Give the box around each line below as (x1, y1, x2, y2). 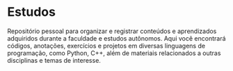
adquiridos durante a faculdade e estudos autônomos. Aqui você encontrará (7, 34, 226, 42)
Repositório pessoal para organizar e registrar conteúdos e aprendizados (7, 27, 217, 35)
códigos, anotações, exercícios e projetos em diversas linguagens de (7, 41, 206, 50)
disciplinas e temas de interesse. (7, 56, 101, 64)
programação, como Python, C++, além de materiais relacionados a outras (7, 49, 221, 57)
